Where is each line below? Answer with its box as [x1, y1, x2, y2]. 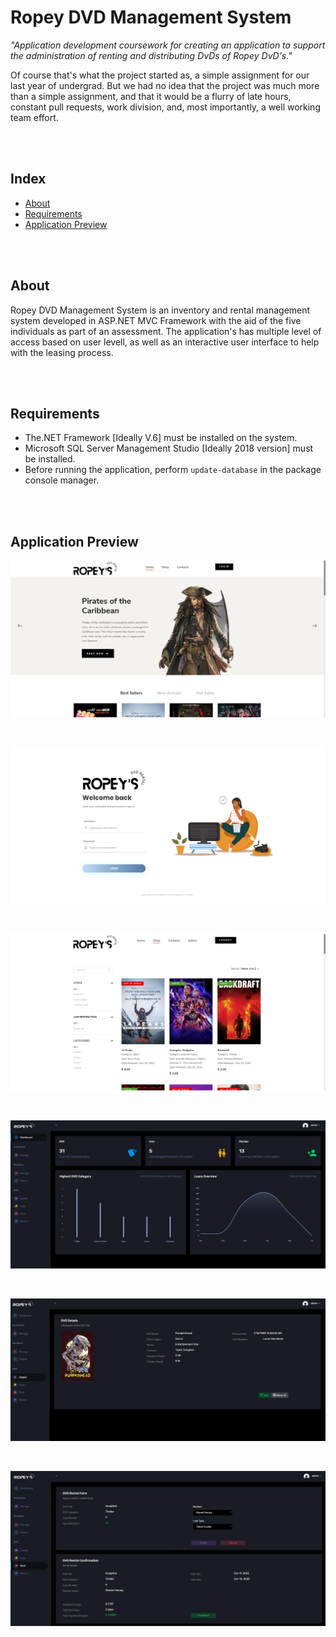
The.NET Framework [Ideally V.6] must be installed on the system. [24, 432, 298, 444]
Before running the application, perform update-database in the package [24, 464, 322, 476]
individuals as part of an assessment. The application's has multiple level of [10, 325, 322, 337]
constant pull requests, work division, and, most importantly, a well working [10, 101, 321, 113]
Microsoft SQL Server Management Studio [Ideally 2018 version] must [24, 442, 314, 455]
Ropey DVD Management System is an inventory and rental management [10, 304, 311, 316]
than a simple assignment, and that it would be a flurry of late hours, [10, 90, 292, 102]
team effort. [10, 111, 59, 123]
